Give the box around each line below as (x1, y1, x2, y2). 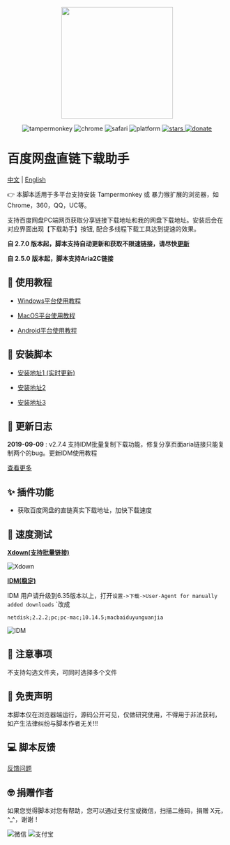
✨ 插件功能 (7, 486, 54, 498)
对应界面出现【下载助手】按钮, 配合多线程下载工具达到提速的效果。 (7, 224, 200, 233)
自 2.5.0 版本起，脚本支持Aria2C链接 (7, 254, 114, 262)
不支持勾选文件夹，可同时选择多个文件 (7, 668, 117, 676)
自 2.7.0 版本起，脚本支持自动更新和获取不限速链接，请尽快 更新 (7, 239, 190, 248)
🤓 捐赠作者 (7, 786, 54, 798)
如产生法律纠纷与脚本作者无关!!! (7, 719, 99, 727)
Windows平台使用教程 (17, 297, 82, 305)
